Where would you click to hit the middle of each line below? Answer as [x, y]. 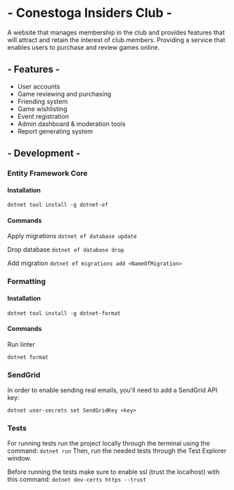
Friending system [43, 101]
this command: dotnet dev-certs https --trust [77, 479]
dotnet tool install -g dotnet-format [64, 313]
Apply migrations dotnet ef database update [72, 236]
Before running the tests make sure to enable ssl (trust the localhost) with [113, 472]
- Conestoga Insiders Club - [90, 13]
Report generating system [55, 131]
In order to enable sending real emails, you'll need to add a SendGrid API [112, 390]
